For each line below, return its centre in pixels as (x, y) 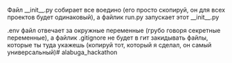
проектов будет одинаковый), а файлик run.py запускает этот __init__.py (113, 17)
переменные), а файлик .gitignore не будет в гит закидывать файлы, (108, 38)
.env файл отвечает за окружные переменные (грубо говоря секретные (114, 30)
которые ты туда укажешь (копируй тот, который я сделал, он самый (109, 45)
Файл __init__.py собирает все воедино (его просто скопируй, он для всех (116, 10)
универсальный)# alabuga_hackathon (62, 52)
